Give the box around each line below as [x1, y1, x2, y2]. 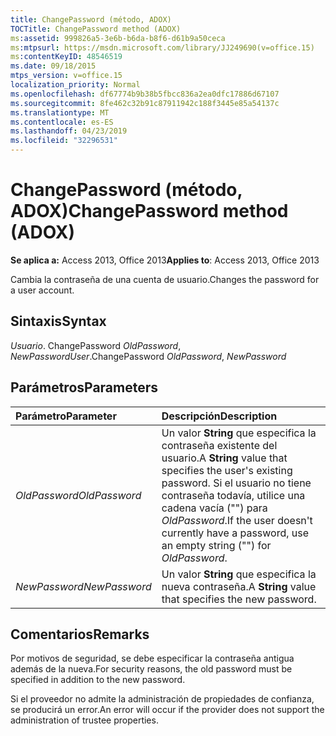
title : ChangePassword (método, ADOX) [10, 14, 172, 25]
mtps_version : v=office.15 [10, 71, 123, 81]
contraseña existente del [161, 438, 278, 452]
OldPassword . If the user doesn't [161, 513, 313, 527]
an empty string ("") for [161, 538, 272, 552]
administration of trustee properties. [10, 714, 159, 726]
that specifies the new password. [161, 592, 317, 606]
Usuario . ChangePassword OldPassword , [10, 339, 182, 351]
